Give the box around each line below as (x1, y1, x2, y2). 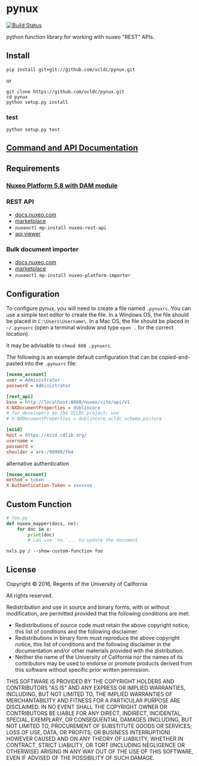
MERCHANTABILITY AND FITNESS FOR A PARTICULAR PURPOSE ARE (6, 697, 181, 704)
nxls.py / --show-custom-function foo (6, 548, 103, 554)
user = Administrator (6, 377, 61, 383)
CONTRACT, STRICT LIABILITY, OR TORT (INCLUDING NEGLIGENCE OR (6, 741, 185, 749)
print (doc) (28, 531, 55, 538)
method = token (6, 477, 44, 483)
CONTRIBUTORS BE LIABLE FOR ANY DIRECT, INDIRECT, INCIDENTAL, (6, 710, 183, 717)
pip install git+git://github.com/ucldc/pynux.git (6, 67, 135, 73)
